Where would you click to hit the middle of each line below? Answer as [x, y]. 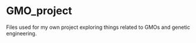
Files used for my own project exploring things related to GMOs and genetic [98, 27]
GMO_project [39, 11]
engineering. [22, 33]
